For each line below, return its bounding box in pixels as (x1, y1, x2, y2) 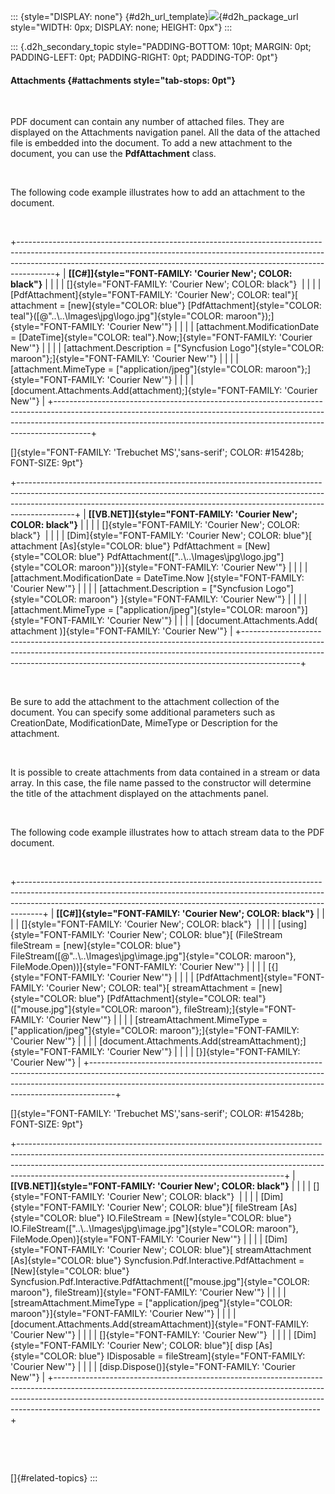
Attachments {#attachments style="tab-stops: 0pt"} (10, 74, 236, 86)
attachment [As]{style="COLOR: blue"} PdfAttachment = (10, 540, 243, 552)
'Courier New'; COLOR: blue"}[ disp (106, 1340, 253, 1352)
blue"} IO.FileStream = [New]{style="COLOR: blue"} (78, 1212, 292, 1224)
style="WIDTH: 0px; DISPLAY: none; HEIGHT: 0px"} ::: (10, 21, 233, 33)
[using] (277, 918, 307, 930)
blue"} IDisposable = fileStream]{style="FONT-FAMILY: (78, 1350, 306, 1362)
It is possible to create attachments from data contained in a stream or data (10, 766, 321, 779)
